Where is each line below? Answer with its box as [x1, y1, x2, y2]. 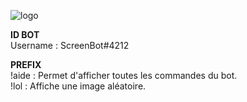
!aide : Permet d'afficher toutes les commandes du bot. [10, 70, 238, 81]
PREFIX [10, 59, 42, 70]
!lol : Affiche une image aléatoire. [10, 80, 147, 92]
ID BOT [10, 29, 40, 40]
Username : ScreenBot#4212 [10, 40, 130, 51]
